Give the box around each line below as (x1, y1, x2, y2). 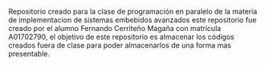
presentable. (8, 49, 51, 58)
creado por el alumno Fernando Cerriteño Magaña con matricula (8, 24, 222, 33)
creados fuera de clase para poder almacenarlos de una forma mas (8, 41, 231, 50)
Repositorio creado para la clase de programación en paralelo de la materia (8, 7, 258, 16)
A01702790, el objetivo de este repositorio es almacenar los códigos (8, 32, 234, 41)
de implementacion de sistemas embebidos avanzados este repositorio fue (8, 15, 257, 25)
